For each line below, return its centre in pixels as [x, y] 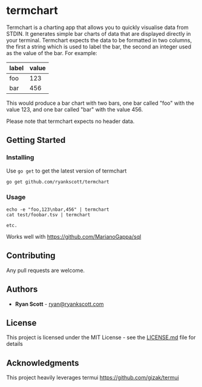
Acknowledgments [43, 363]
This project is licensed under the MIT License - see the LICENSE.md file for [101, 337]
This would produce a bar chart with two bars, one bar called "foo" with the [100, 103]
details [15, 344]
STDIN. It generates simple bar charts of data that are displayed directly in [99, 33]
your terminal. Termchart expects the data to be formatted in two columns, [99, 40]
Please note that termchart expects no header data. [70, 121]
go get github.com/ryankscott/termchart [58, 182]
